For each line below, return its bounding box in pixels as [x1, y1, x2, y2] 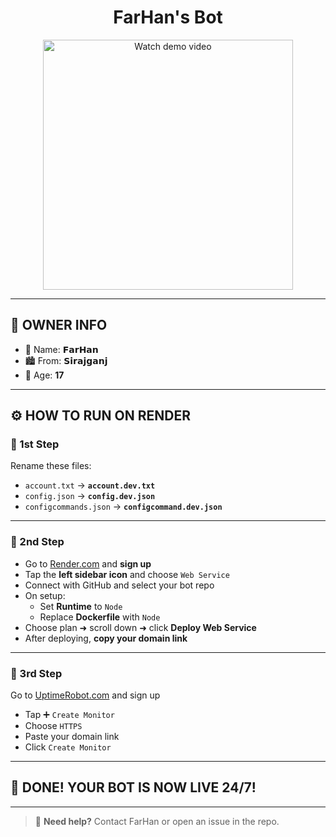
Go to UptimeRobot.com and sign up [10, 689, 161, 701]
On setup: [24, 589, 66, 601]
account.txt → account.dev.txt [24, 479, 156, 491]
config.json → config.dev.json [24, 490, 156, 502]
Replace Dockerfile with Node [39, 611, 161, 623]
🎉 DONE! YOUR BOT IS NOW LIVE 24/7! [10, 779, 257, 796]
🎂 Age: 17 [24, 369, 65, 381]
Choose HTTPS [24, 720, 83, 732]
